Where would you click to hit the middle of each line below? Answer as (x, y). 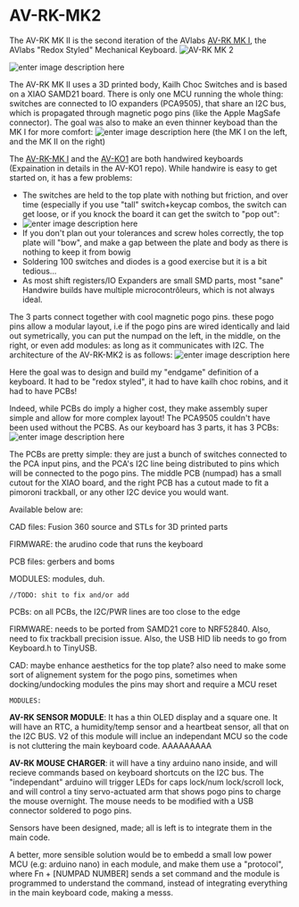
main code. (30, 837)
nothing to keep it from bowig (76, 252)
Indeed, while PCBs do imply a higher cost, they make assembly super (138, 408)
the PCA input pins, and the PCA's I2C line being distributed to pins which (144, 463)
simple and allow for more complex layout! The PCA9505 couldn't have (140, 417)
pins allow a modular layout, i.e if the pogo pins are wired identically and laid (149, 326)
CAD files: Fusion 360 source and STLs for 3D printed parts (119, 526)
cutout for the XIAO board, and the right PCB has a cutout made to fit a (139, 483)
